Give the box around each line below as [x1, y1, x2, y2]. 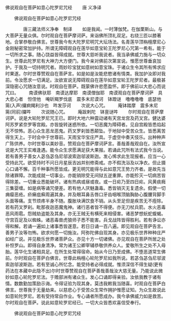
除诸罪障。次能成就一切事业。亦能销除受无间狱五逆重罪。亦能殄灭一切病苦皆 [5, 172, 166, 178]
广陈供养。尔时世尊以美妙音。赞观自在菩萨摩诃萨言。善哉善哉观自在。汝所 [5, 140, 161, 147]
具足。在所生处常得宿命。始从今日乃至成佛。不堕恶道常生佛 [40, 249, 166, 254]
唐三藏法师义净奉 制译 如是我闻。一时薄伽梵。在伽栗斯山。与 [22, 26, 163, 32]
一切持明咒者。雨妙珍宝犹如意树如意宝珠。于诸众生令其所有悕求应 [27, 64, 166, 70]
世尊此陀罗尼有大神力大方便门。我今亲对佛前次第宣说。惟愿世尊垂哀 [14, 58, 157, 64]
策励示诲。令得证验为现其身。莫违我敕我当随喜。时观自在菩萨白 [32, 280, 166, 286]
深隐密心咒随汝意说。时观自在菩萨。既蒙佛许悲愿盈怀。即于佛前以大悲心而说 [5, 83, 166, 89]
